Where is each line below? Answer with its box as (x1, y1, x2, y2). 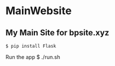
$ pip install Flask (5, 43, 57, 49)
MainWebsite (5, 4, 72, 18)
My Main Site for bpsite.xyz (5, 28, 110, 38)
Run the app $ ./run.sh (5, 54, 60, 60)
